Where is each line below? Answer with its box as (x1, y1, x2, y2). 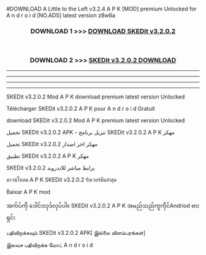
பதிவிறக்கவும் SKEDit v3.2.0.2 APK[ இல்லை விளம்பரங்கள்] (6, 229, 146, 236)
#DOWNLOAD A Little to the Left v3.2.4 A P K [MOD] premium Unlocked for (6, 6, 197, 12)
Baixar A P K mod (6, 188, 51, 195)
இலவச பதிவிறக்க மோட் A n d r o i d (6, 241, 93, 248)
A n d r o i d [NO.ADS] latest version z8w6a (6, 12, 115, 19)
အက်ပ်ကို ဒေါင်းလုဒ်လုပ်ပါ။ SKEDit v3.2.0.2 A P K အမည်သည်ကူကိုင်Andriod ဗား (6, 202, 200, 209)
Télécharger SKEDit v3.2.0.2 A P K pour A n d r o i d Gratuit (6, 105, 155, 112)
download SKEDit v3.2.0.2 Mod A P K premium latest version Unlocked (6, 116, 185, 124)
